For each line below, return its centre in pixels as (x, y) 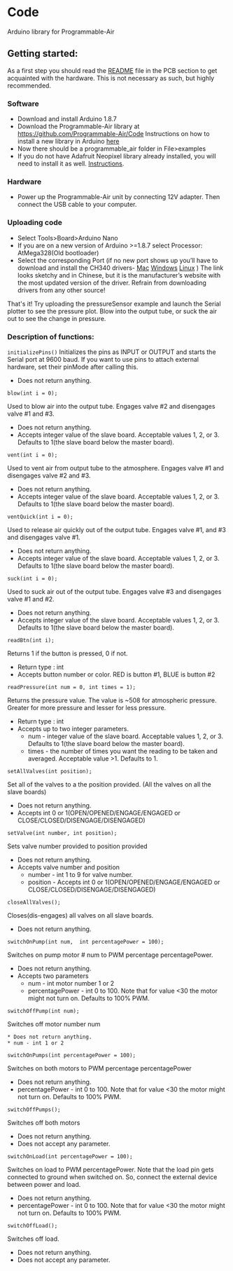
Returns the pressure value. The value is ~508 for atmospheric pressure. (112, 700)
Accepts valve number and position (69, 867)
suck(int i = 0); (33, 578)
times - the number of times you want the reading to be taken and (123, 751)
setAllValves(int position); (50, 771)
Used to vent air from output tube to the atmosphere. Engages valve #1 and (115, 468)
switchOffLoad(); (33, 1225)
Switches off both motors (44, 1122)
